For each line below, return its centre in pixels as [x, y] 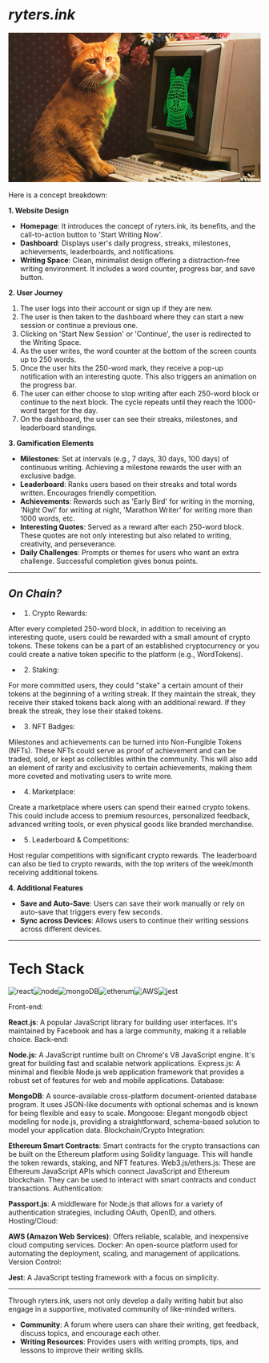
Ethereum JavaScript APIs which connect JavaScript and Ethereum [119, 1171]
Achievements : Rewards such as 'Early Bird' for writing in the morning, [137, 501]
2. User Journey [36, 292]
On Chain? [35, 594]
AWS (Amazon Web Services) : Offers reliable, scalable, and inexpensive [128, 1236]
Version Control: [35, 1262]
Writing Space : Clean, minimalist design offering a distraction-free [130, 260]
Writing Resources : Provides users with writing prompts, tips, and [129, 1341]
